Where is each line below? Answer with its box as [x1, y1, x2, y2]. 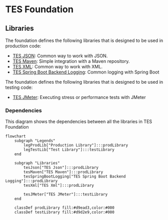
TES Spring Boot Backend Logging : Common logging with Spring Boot [12, 69, 160, 75]
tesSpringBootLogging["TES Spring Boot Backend [23, 174, 126, 179]
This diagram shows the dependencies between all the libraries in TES [5, 118, 152, 125]
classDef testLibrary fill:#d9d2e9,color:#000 [14, 210, 115, 215]
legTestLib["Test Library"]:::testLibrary [23, 147, 115, 153]
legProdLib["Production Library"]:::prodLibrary [23, 143, 128, 148]
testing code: [5, 84, 33, 90]
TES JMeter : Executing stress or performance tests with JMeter [12, 94, 146, 100]
